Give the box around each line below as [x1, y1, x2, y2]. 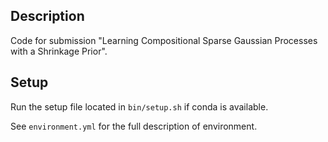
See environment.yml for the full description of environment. [10, 120, 258, 132]
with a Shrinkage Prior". [10, 45, 108, 57]
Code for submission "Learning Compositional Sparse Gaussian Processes [10, 34, 318, 46]
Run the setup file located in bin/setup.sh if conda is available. [10, 100, 269, 113]
